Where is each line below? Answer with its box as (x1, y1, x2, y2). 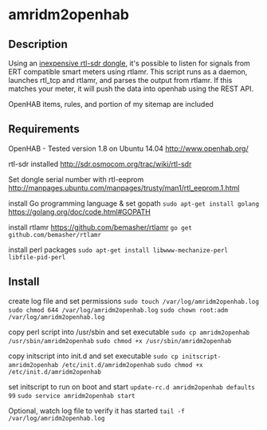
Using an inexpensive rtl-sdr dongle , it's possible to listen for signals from (8, 58, 251, 68)
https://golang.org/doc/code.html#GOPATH (8, 207, 151, 216)
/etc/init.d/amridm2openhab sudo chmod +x (61, 361, 203, 369)
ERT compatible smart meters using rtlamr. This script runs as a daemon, (8, 67, 248, 77)
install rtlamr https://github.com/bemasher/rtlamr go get (8, 222, 193, 232)
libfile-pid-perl (8, 253, 66, 261)
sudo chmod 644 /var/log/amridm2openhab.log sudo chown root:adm (8, 306, 229, 314)
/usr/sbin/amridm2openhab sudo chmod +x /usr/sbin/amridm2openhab (8, 337, 232, 345)
